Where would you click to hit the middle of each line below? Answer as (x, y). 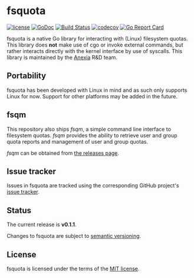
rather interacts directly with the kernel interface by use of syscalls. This (94, 51)
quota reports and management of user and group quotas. (78, 141)
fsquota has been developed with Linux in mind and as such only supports (97, 90)
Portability (27, 76)
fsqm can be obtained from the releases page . (63, 153)
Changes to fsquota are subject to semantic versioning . (74, 236)
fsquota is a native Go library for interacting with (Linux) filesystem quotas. (97, 38)
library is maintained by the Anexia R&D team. (62, 57)
